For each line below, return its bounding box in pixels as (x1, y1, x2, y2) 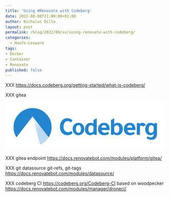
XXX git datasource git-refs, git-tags (5, 165, 81, 171)
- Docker (5, 51, 24, 56)
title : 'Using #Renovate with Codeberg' (5, 8, 93, 13)
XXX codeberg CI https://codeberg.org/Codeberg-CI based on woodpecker (5, 180, 164, 186)
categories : (5, 35, 31, 40)
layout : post (5, 24, 33, 30)
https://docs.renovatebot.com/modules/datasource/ (5, 170, 115, 177)
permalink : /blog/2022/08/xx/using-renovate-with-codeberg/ (5, 30, 136, 35)
